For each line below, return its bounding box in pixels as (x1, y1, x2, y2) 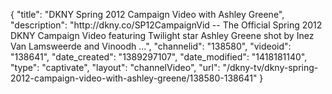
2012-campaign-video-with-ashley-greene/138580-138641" (10, 72, 258, 84)
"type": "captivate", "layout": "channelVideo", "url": (10, 62, 221, 73)
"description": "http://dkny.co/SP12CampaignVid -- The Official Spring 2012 (10, 19, 323, 31)
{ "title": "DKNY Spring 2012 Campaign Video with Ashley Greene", (10, 9, 285, 20)
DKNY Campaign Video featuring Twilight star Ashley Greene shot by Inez (10, 30, 315, 41)
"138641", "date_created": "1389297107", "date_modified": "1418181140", (10, 51, 308, 63)
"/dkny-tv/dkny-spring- (222, 62, 319, 73)
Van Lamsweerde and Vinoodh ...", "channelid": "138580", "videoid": (10, 40, 292, 52)
